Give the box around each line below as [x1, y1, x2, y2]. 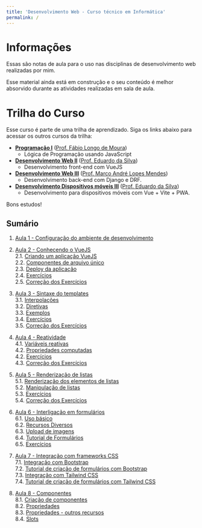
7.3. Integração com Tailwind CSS [14, 472, 98, 479]
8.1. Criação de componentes [14, 496, 87, 503]
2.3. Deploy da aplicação [14, 265, 77, 272]
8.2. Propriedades [14, 503, 60, 510]
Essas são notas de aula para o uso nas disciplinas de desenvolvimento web [6, 60, 196, 68]
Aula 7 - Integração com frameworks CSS [14, 452, 119, 460]
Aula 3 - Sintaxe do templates [14, 290, 89, 297]
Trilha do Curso [6, 106, 85, 120]
